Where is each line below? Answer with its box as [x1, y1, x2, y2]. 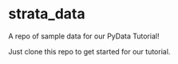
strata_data [8, 5, 85, 23]
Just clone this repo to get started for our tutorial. [8, 46, 171, 56]
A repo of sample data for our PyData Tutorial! [8, 31, 160, 41]
